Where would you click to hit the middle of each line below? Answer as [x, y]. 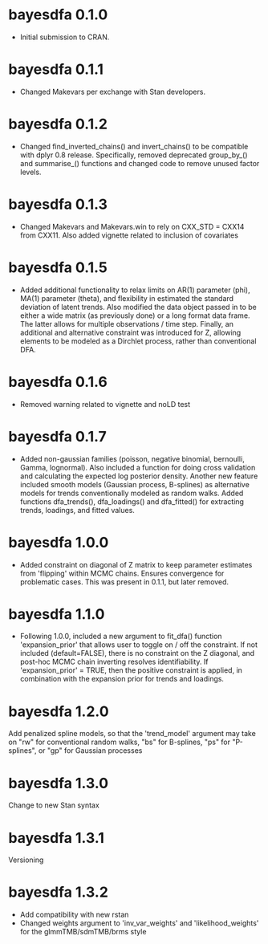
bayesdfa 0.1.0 [58, 15]
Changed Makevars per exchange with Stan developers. [113, 92]
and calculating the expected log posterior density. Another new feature [139, 476]
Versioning [26, 860]
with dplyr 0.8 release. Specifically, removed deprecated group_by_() [134, 155]
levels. [30, 172]
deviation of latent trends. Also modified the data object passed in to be [138, 307]
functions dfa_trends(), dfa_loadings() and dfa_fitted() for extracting [132, 501]
